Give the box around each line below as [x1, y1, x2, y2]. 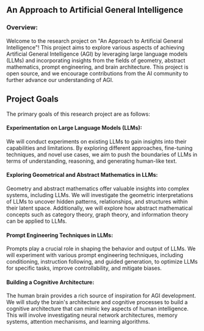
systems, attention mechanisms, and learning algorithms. [6, 318, 150, 325]
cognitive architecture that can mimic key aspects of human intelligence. [6, 305, 189, 313]
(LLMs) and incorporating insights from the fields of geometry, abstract [6, 56, 186, 64]
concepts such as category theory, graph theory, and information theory [6, 210, 189, 218]
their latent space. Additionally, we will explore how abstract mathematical [6, 204, 193, 212]
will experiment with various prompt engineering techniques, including [6, 251, 183, 259]
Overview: [6, 23, 38, 32]
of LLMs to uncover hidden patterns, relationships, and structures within [6, 198, 188, 205]
